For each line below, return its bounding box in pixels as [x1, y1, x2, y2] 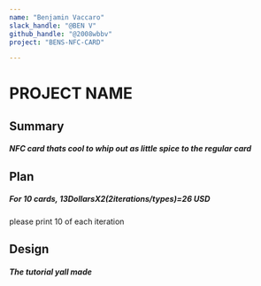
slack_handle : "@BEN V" [9, 21, 97, 30]
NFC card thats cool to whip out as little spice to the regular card [9, 143, 252, 154]
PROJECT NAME [9, 83, 133, 104]
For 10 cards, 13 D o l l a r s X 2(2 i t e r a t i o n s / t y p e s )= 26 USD [9, 194, 211, 205]
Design [9, 242, 50, 257]
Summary [9, 119, 65, 134]
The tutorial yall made [9, 267, 93, 277]
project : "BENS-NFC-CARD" [9, 37, 104, 47]
